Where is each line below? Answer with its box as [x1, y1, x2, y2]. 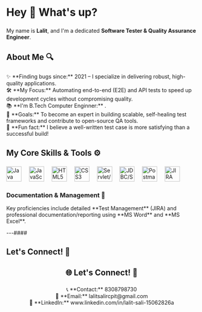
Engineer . [6, 33, 31, 41]
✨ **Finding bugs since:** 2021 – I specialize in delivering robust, [6, 73, 171, 81]
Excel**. [6, 217, 26, 225]
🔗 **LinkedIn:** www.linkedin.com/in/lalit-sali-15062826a [29, 299, 174, 306]
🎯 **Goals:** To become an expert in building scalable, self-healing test [6, 111, 187, 118]
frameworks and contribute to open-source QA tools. [6, 118, 138, 125]
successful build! [6, 130, 49, 138]
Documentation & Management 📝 [6, 191, 106, 199]
